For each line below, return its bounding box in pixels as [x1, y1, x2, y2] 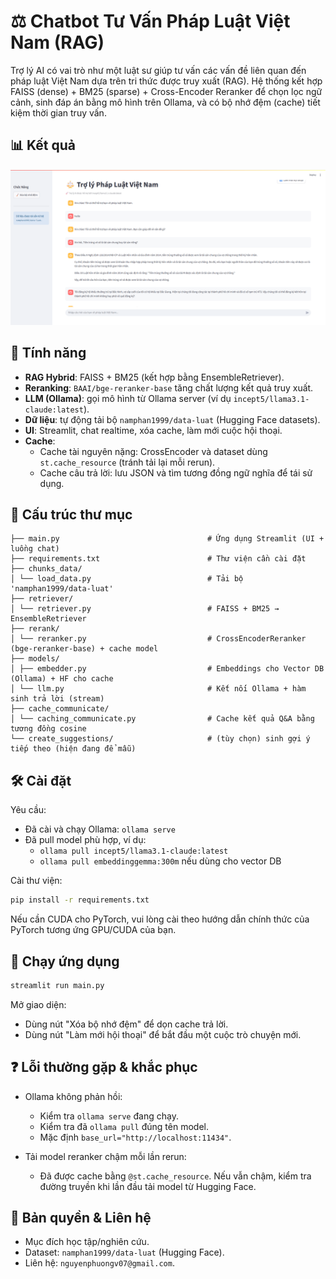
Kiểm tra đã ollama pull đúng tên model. [39, 1120, 209, 1132]
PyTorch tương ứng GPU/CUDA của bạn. [10, 924, 177, 936]
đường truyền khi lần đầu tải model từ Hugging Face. [39, 1180, 257, 1192]
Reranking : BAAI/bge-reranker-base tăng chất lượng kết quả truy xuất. [24, 381, 314, 394]
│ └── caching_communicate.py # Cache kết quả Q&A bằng [10, 714, 315, 724]
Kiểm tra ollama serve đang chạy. [39, 1110, 179, 1122]
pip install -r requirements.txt [10, 895, 150, 905]
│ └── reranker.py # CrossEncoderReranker [10, 634, 307, 644]
